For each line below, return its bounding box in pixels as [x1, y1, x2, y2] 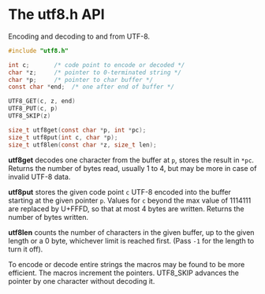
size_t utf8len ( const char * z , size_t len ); [8, 140, 157, 149]
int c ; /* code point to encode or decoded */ [8, 61, 185, 69]
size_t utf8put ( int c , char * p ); [8, 133, 118, 141]
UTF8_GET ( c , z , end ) [8, 97, 77, 106]
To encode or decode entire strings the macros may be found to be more [8, 259, 245, 269]
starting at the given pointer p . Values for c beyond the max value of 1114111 [8, 195, 252, 205]
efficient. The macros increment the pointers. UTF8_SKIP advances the [8, 268, 239, 277]
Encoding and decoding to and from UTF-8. [8, 32, 151, 41]
